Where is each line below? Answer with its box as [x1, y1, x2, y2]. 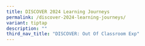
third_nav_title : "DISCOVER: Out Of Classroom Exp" [6, 31, 140, 37]
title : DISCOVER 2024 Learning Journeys [6, 8, 110, 15]
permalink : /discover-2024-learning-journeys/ [6, 14, 126, 20]
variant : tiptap [6, 20, 47, 26]
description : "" [6, 25, 47, 32]
